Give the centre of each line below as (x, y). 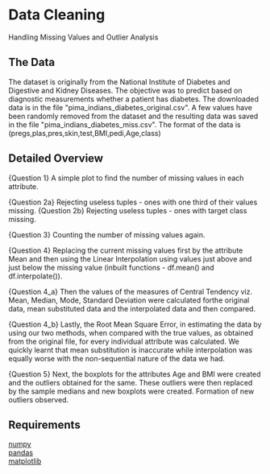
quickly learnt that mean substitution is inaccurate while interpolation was (130, 350)
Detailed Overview (56, 159)
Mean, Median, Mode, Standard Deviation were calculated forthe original (129, 300)
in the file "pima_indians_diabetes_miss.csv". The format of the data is (125, 124)
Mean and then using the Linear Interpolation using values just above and (130, 258)
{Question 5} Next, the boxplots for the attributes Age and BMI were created (135, 374)
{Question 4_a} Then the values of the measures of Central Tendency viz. (130, 291)
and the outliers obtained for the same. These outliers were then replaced (131, 382)
